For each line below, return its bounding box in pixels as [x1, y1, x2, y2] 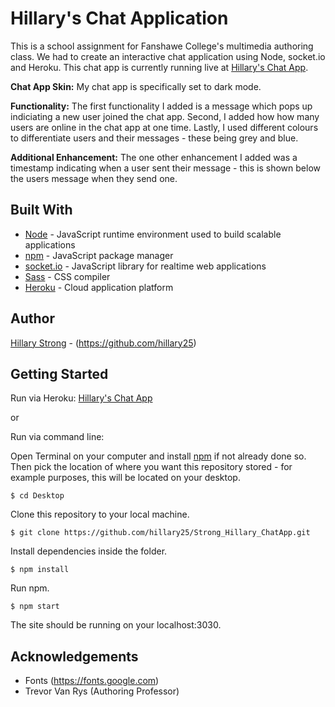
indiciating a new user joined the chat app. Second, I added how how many [10, 110, 320, 122]
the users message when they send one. [10, 172, 178, 184]
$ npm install [10, 565, 70, 575]
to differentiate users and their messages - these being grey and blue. [10, 132, 299, 144]
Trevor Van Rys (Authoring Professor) [24, 685, 180, 697]
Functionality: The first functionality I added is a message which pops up [10, 100, 313, 112]
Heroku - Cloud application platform [24, 281, 174, 293]
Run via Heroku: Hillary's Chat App [10, 392, 153, 404]
